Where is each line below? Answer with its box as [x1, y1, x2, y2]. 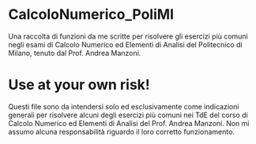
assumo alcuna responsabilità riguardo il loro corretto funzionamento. [8, 127, 235, 136]
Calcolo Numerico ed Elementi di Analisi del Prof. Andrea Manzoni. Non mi [8, 118, 250, 127]
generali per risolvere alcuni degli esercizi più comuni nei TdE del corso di [8, 110, 249, 120]
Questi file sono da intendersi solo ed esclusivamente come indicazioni [8, 102, 239, 111]
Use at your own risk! [8, 76, 150, 94]
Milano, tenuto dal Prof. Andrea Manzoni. [8, 48, 141, 57]
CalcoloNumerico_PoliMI [8, 6, 175, 24]
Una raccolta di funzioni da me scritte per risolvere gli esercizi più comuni [8, 31, 249, 41]
